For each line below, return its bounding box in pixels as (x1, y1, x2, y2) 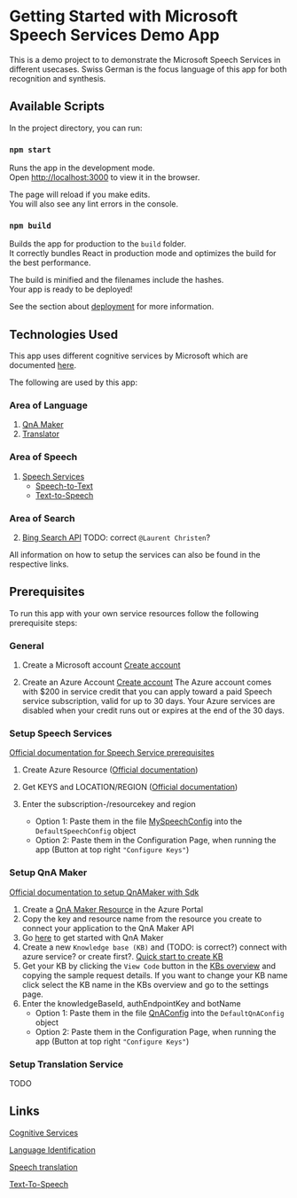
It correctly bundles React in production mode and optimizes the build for (9, 248, 277, 259)
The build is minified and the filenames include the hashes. (9, 275, 224, 286)
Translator (21, 428, 60, 440)
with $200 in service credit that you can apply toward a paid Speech (21, 686, 273, 697)
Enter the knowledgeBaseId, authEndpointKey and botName (21, 998, 241, 1008)
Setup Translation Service (9, 1058, 124, 1070)
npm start (9, 145, 51, 154)
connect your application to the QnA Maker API (21, 922, 195, 933)
